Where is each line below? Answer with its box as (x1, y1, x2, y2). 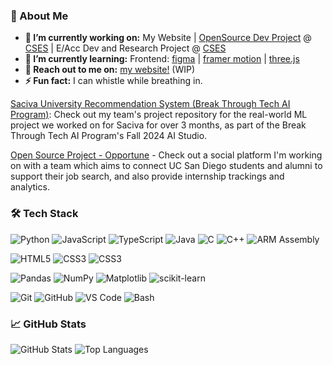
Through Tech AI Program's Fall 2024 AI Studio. (10, 130, 208, 142)
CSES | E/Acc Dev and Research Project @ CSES (24, 42, 227, 54)
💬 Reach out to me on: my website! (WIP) (24, 64, 196, 76)
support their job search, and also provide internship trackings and (10, 170, 285, 183)
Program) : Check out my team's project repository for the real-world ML (10, 109, 308, 121)
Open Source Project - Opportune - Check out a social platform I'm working (10, 149, 323, 161)
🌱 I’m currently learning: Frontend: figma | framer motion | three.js (24, 53, 300, 65)
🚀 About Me (10, 9, 69, 23)
